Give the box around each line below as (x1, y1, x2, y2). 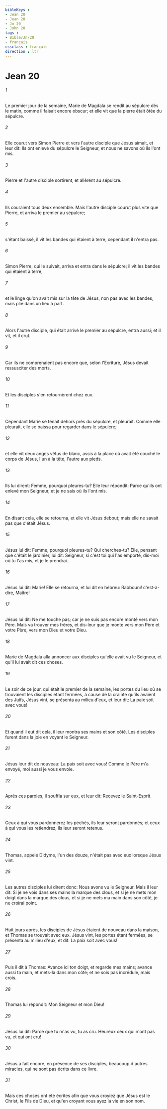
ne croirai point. (5, 900, 37, 906)
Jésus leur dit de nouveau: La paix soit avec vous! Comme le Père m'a (5, 760, 149, 767)
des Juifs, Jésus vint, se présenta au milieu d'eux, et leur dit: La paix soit (5, 697, 154, 703)
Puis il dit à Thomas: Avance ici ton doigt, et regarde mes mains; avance (5, 964, 153, 970)
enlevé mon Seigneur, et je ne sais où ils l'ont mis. (5, 488, 107, 494)
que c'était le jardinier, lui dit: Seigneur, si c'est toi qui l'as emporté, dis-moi (5, 552, 159, 558)
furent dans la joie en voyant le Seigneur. (5, 734, 89, 740)
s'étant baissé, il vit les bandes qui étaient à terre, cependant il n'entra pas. (5, 236, 159, 242)
